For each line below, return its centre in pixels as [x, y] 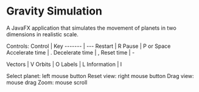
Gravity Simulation [54, 11]
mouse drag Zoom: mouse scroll [47, 82]
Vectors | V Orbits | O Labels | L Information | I [64, 64]
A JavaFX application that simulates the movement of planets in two [91, 28]
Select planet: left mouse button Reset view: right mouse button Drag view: [100, 76]
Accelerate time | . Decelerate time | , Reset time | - [71, 52]
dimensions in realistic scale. [43, 34]
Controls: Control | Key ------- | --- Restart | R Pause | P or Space [89, 46]
